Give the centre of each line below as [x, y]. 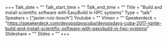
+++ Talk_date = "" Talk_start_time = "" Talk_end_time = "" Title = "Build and [84, 7]
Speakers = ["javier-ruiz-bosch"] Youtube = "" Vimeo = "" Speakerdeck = [81, 18]
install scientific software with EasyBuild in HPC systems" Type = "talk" [78, 12]
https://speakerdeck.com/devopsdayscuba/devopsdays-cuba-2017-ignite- [84, 23]
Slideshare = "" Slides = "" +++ [37, 34]
